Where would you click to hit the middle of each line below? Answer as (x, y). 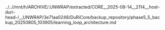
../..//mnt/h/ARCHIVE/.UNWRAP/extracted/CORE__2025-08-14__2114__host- (82, 7)
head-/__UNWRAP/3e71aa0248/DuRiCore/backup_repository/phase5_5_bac (82, 17)
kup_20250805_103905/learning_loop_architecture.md (61, 22)
